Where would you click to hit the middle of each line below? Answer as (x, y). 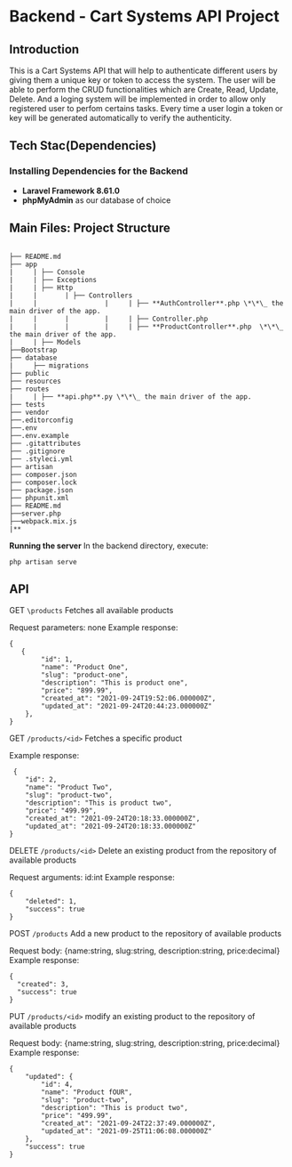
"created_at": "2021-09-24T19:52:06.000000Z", (129, 699)
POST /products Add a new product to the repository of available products (146, 934)
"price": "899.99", (77, 691)
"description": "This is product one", (115, 683)
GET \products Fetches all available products (91, 611)
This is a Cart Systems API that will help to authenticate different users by (143, 70)
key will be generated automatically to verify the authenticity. (121, 118)
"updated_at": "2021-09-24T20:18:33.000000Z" (111, 827)
